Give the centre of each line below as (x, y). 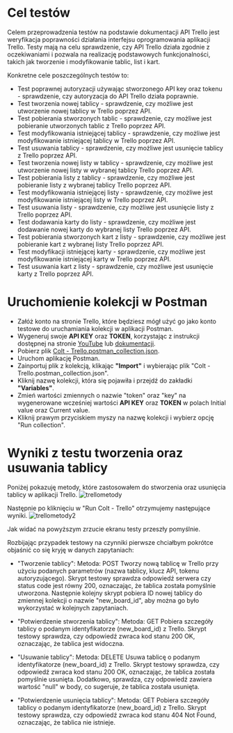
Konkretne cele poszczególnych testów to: (68, 75)
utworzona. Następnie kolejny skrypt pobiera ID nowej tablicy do (110, 593)
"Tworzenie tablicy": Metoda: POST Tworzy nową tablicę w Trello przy (118, 563)
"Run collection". (41, 425)
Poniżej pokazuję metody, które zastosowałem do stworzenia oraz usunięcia (116, 487)
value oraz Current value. (54, 410)
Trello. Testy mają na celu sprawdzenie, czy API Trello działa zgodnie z (109, 47)
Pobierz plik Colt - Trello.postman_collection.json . (88, 350)
